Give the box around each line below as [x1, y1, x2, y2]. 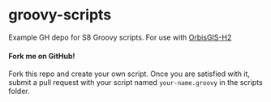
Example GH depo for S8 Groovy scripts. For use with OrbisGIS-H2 [8, 32, 232, 42]
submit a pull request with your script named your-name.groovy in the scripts [8, 78, 264, 87]
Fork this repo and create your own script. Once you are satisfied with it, [8, 69, 250, 79]
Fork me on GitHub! [8, 51, 75, 61]
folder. [8, 87, 30, 96]
